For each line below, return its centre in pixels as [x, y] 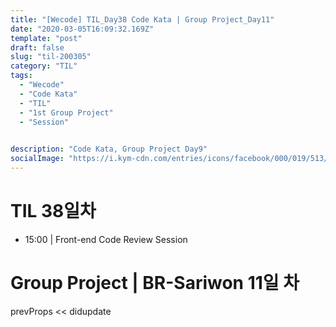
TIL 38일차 [53, 211]
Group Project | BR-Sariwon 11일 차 [155, 283]
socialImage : [37, 159]
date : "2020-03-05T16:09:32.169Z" [82, 29]
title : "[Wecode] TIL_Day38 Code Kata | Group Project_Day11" [142, 19]
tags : [21, 76]
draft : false [37, 47]
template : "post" [46, 38]
